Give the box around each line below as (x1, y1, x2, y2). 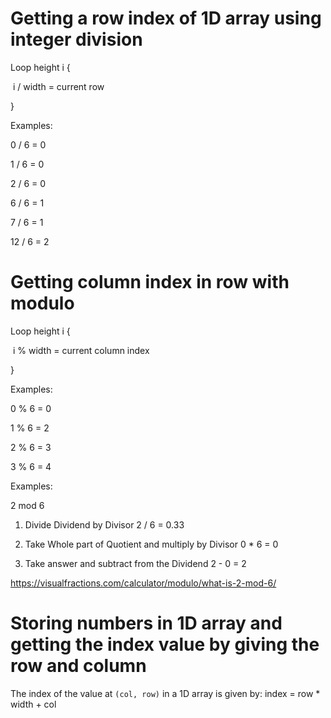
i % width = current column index (12, 344, 150, 356)
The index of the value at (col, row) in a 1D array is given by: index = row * (10, 687, 321, 699)
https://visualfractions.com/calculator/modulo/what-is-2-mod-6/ (10, 577, 277, 589)
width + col (10, 698, 57, 710)
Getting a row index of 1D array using (10, 7, 322, 30)
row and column (10, 655, 147, 677)
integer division (10, 28, 143, 51)
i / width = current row (12, 80, 105, 92)
